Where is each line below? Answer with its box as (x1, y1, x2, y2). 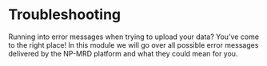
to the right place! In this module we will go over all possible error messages (8, 40, 259, 49)
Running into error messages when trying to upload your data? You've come (8, 32, 260, 41)
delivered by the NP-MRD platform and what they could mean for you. (8, 49, 238, 58)
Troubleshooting (8, 6, 122, 24)
